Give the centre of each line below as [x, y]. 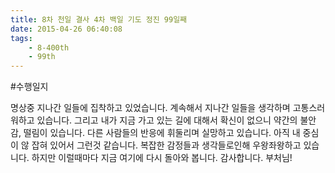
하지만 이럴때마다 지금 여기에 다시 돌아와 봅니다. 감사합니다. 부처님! [162, 158]
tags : [21, 38]
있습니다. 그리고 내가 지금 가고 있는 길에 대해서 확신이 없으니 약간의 [167, 120]
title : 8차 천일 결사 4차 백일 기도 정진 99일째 [99, 19]
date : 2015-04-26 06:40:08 [66, 29]
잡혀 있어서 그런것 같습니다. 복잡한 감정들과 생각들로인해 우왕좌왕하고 [166, 145]
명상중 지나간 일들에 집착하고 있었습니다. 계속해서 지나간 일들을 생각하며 [150, 108]
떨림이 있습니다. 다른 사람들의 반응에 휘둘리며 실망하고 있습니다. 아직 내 [162, 133]
